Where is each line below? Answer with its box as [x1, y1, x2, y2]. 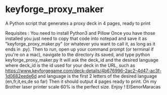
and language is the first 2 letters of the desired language [37, 73, 157, 79]
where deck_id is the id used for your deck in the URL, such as [5, 62, 135, 68]
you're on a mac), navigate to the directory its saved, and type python [5, 52, 150, 58]
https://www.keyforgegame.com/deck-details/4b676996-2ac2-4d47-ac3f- [5, 67, 162, 74]
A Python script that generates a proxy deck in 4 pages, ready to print [5, 20, 151, 26]
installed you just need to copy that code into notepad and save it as [5, 35, 147, 41]
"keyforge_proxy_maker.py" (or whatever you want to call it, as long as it [5, 40, 155, 46]
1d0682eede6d [5, 73, 37, 79]
